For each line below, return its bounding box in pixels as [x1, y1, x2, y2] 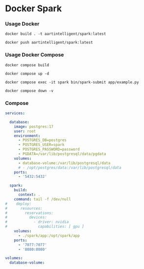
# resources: [5, 206, 43, 211]
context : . [18, 192, 41, 197]
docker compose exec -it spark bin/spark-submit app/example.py [5, 79, 139, 85]
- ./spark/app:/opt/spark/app [18, 233, 80, 238]
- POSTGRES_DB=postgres [18, 138, 67, 143]
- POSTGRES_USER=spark [18, 143, 65, 147]
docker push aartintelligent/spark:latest [5, 40, 93, 45]
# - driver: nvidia [5, 220, 69, 224]
